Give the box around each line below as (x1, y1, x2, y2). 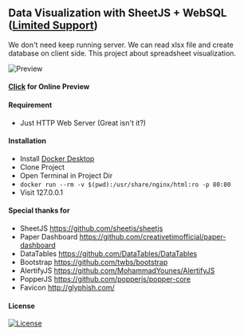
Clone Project (19, 162, 65, 172)
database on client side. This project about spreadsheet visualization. (8, 48, 237, 58)
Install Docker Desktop (19, 154, 95, 163)
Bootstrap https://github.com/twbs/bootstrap (19, 258, 168, 267)
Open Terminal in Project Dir (19, 170, 113, 180)
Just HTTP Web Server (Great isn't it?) (19, 118, 146, 127)
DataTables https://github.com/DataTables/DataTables (19, 249, 198, 259)
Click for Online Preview (8, 82, 90, 92)
